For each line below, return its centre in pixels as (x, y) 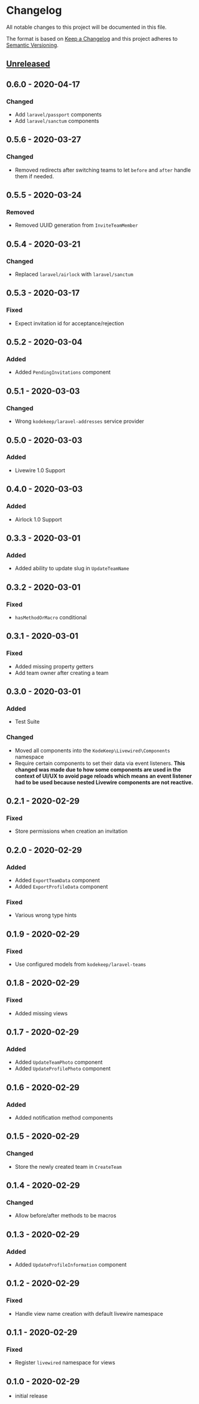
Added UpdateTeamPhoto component (59, 1062)
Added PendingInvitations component (62, 372)
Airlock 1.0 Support (38, 519)
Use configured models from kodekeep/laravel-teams (80, 964)
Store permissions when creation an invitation (71, 831)
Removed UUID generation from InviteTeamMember (76, 225)
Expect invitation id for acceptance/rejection (69, 323)
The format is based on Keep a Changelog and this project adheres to (92, 38)
